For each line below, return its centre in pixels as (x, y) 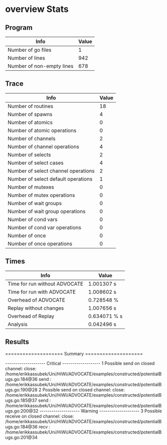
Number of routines (30, 106)
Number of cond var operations (44, 227)
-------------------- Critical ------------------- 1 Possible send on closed (80, 363)
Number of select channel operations (51, 171)
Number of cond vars (33, 219)
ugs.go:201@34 (21, 438)
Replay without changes (36, 308)
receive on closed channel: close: (40, 416)
